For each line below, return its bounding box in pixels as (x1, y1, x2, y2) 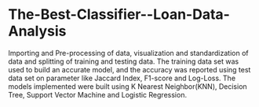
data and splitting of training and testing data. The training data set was (8, 57, 239, 66)
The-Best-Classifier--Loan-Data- (8, 6, 230, 24)
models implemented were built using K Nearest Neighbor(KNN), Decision (8, 81, 247, 91)
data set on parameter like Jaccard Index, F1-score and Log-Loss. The (8, 73, 236, 83)
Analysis (8, 22, 67, 40)
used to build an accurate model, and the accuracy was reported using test (8, 65, 251, 74)
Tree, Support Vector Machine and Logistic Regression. (8, 90, 187, 99)
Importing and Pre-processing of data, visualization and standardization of (8, 48, 249, 57)
